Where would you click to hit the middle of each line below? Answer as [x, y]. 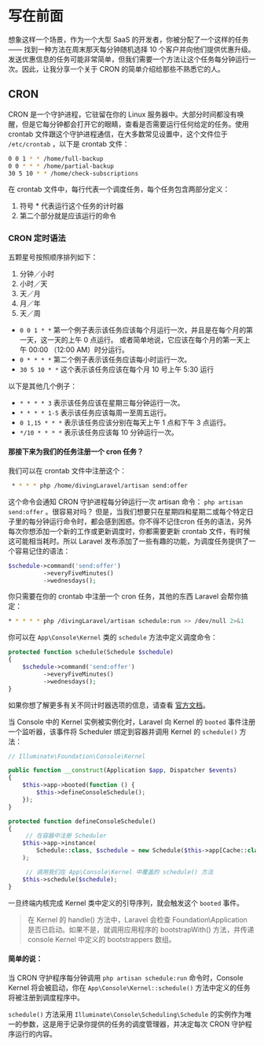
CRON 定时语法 [37, 239]
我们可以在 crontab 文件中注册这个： [68, 470]
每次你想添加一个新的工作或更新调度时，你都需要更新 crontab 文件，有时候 [129, 531]
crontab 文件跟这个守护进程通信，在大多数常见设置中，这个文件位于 [118, 134]
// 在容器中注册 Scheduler [66, 836]
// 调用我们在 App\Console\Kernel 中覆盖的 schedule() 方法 [119, 872]
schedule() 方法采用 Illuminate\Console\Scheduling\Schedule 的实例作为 [126, 1014]
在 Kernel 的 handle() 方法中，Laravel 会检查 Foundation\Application [137, 919]
